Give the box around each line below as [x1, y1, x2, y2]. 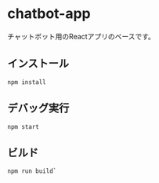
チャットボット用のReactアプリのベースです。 [7, 31, 156, 41]
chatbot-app [7, 5, 91, 23]
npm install [7, 78, 46, 86]
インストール [7, 57, 70, 71]
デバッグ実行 [7, 101, 70, 115]
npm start [7, 123, 40, 130]
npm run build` [7, 167, 57, 175]
